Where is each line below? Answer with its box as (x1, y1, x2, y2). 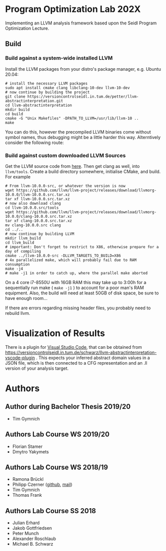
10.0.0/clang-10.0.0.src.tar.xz (5, 214, 72, 219)
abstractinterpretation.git (5, 98, 64, 103)
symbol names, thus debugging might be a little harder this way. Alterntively (5, 134, 161, 140)
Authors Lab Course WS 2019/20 (5, 430, 110, 439)
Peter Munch (12, 531, 39, 537)
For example (5, 173, 31, 180)
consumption (5, 262, 30, 267)
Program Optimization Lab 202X (5, 3, 141, 15)
